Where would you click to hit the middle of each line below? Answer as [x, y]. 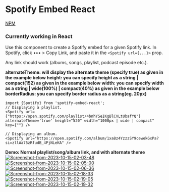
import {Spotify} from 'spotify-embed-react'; [55, 103]
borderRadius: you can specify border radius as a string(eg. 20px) [76, 94]
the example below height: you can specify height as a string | [72, 78]
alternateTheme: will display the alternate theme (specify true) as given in [84, 72]
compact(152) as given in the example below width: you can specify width [84, 83]
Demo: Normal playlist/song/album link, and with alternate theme [75, 152]
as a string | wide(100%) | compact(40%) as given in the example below [82, 88]
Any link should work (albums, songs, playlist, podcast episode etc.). [77, 63]
